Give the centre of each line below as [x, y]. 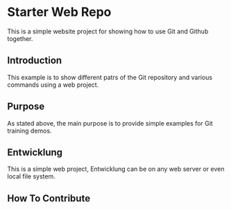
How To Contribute [49, 198]
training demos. [29, 131]
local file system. [31, 176]
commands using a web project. [53, 85]
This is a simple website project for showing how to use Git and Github [108, 31]
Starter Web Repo [59, 12]
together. [20, 38]
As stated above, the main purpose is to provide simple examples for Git [110, 123]
